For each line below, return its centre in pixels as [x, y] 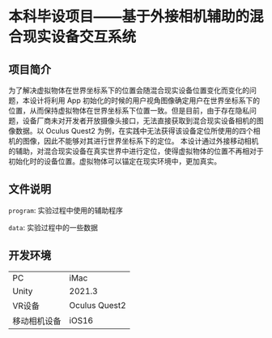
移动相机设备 [37, 321]
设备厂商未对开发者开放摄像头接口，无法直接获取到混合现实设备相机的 [139, 121]
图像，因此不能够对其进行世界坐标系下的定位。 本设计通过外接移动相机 [140, 141]
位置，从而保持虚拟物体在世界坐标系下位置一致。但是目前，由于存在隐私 [129, 111]
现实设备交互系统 [80, 37]
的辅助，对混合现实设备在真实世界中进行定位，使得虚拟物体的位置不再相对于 [136, 151]
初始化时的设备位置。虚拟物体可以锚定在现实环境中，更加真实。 [115, 161]
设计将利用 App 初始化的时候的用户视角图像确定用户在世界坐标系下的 [145, 101]
